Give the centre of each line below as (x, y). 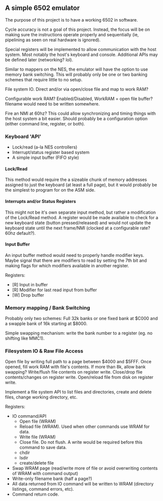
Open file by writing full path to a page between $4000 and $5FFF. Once (78, 362)
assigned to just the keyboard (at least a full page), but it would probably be (81, 185)
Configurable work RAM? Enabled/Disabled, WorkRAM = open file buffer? (79, 99)
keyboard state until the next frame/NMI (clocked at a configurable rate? (78, 228)
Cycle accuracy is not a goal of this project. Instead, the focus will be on (78, 29)
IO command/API (29, 416)
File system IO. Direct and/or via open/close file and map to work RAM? (77, 89)
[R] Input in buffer (30, 284)
